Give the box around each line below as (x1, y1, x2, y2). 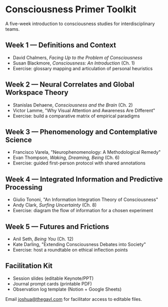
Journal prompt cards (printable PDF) (12, 280, 92, 286)
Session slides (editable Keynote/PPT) (12, 275, 94, 281)
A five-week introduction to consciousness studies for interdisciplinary (5, 21, 155, 27)
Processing (5, 183, 43, 192)
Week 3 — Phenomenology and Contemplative (5, 127, 158, 136)
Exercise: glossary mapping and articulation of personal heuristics (12, 65, 153, 71)
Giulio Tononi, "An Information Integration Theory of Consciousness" (12, 196, 158, 203)
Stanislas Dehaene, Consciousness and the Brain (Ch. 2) (12, 101, 133, 108)
